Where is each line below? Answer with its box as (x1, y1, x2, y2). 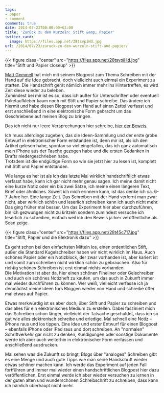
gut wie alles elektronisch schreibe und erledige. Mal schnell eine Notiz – (5, 316, 152, 322)
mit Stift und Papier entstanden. (5, 163, 69, 169)
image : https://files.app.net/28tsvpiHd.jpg (9, 39, 102, 44)
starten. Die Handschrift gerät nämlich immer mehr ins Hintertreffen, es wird (5, 82, 159, 88)
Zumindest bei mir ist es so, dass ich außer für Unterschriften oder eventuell (5, 92, 159, 98)
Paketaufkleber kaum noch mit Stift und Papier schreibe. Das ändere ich (5, 97, 150, 103)
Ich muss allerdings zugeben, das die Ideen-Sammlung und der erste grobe (5, 132, 158, 138)
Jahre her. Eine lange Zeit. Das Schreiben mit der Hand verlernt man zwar (8, 194, 158, 200)
